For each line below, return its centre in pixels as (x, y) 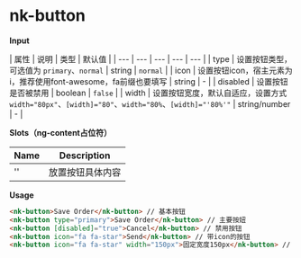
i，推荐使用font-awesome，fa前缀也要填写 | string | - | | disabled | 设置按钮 (149, 81)
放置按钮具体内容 (85, 172)
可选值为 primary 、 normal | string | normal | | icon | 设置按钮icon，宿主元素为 (151, 70)
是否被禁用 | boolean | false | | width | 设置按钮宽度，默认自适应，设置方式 (148, 93)
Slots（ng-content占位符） (61, 132)
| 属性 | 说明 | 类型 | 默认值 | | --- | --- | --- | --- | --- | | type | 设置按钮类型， (151, 58)
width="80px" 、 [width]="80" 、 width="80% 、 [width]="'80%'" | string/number (150, 103)
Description (85, 156)
